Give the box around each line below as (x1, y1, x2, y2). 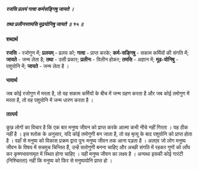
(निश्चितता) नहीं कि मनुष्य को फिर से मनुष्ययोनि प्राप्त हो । (6, 157, 112, 164)
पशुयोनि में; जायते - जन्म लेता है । (6, 63, 70, 70)
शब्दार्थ (6, 36, 18, 43)
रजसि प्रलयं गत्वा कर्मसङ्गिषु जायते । (6, 5, 74, 12)
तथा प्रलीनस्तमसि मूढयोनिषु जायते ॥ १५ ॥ (6, 20, 84, 27)
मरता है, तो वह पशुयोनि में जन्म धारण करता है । (6, 97, 93, 104)
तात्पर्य (6, 110, 18, 117)
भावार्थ (6, 76, 18, 83)
